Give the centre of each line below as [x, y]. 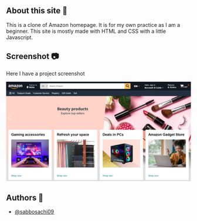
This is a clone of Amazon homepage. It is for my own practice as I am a [93, 25]
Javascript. [20, 37]
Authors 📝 [25, 197]
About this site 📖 [37, 11]
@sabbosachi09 [34, 212]
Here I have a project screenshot [45, 73]
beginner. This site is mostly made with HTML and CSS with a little [86, 31]
